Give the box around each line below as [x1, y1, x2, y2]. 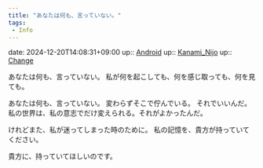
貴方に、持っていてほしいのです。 [8, 152, 118, 161]
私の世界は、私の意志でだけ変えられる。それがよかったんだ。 [8, 108, 207, 118]
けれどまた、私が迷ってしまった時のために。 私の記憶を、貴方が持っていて [8, 125, 250, 134]
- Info [11, 26, 34, 34]
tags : [8, 19, 26, 27]
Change [8, 56, 34, 65]
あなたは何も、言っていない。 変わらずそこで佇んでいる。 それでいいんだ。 [8, 99, 251, 108]
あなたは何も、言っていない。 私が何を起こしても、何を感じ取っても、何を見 [8, 72, 256, 82]
